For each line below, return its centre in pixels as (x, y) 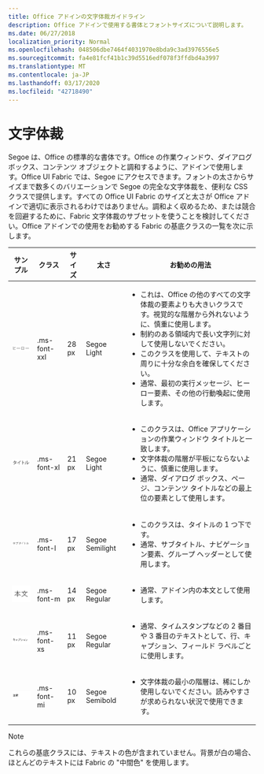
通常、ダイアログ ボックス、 (186, 478)
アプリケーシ (230, 429)
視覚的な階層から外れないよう (201, 314)
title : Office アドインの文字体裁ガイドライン (77, 17)
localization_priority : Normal (59, 42)
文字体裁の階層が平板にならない (192, 459)
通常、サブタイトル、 (175, 544)
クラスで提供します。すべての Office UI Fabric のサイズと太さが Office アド (129, 196)
